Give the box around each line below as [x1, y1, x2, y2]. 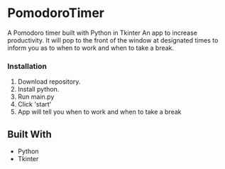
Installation [7, 61, 48, 71]
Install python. [17, 85, 60, 94]
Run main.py [17, 92, 55, 101]
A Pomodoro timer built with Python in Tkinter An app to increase [7, 28, 197, 37]
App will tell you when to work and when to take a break [17, 108, 182, 116]
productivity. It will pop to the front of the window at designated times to [7, 36, 219, 44]
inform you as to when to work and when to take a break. [7, 43, 175, 52]
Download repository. [17, 77, 81, 86]
